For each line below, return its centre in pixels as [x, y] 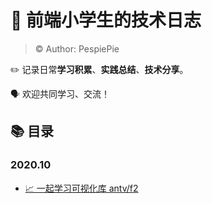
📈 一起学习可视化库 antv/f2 [81, 188]
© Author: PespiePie [77, 48]
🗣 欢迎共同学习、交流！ [60, 93]
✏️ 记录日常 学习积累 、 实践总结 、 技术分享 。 [99, 69]
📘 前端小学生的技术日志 [106, 20]
